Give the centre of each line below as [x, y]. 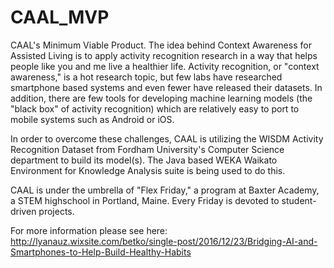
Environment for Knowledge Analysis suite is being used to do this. [148, 170]
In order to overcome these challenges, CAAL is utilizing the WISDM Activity [167, 138]
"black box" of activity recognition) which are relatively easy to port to [155, 108]
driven [23, 211]
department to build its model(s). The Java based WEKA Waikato [144, 160]
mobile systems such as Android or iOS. [92, 119]
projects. [56, 211]
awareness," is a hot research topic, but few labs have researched [146, 77]
